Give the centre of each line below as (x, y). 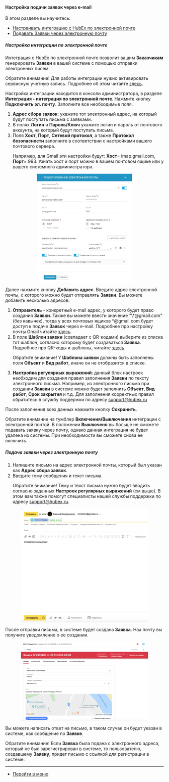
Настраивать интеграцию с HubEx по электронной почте (74, 28)
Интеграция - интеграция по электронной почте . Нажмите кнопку (78, 99)
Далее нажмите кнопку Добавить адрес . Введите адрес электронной (81, 290)
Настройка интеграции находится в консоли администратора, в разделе (84, 94)
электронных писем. (28, 69)
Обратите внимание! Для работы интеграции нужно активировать (77, 78)
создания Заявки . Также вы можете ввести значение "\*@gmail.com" (87, 315)
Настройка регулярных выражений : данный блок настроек (78, 373)
